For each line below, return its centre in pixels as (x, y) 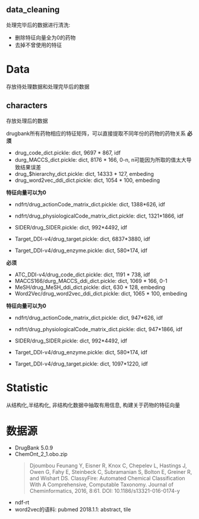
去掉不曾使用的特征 (38, 45)
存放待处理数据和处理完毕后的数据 (48, 86)
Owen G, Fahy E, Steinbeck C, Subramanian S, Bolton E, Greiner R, (111, 472)
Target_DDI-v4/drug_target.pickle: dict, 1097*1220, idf (81, 364)
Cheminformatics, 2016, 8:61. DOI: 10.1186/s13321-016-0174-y (105, 491)
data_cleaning (33, 10)
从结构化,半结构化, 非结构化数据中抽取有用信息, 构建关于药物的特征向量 (93, 405)
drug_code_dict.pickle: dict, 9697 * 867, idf (67, 152)
